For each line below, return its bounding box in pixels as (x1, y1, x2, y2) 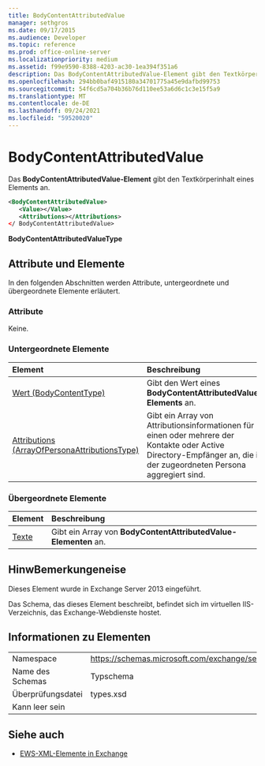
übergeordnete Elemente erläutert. (8, 286, 121, 296)
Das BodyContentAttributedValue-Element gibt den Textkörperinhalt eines (8, 174, 255, 184)
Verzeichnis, (8, 607, 49, 617)
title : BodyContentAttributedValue (8, 11, 125, 20)
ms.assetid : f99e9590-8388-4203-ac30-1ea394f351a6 (8, 63, 178, 71)
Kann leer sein (12, 701, 65, 712)
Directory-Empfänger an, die (147, 449, 255, 460)
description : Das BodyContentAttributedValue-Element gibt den (8, 70, 221, 78)
